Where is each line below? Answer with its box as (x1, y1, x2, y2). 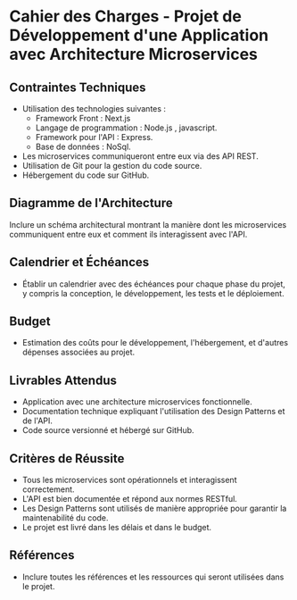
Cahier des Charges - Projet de (9, 6, 243, 27)
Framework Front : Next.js (35, 113, 131, 123)
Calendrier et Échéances (9, 254, 150, 270)
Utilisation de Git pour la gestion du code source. (21, 161, 202, 171)
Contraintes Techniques (9, 79, 146, 95)
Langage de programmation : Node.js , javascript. (35, 122, 218, 133)
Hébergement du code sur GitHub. (21, 170, 150, 180)
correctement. (21, 484, 75, 495)
